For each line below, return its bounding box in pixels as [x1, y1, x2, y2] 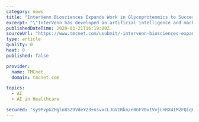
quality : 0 [6, 42, 33, 48]
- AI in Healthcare [11, 96, 60, 102]
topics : [6, 85, 25, 91]
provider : [6, 63, 31, 69]
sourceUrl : [6, 31, 33, 37]
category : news [6, 8, 44, 15]
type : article [6, 36, 41, 42]
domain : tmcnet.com [11, 75, 60, 81]
